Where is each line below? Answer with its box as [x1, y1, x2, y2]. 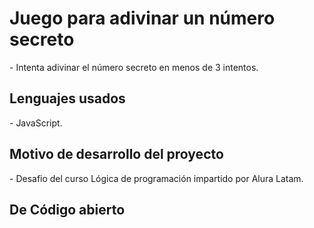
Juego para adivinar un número [9, 7, 276, 30]
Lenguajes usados [9, 90, 126, 107]
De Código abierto [9, 201, 126, 218]
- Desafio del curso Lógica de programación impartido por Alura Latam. [9, 172, 304, 184]
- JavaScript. [9, 117, 63, 129]
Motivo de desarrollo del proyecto [9, 146, 224, 163]
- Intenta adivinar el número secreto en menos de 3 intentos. [9, 61, 259, 73]
